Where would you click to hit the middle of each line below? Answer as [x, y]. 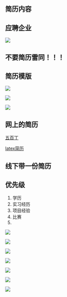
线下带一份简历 [28, 166]
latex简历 [14, 148]
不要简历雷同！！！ [35, 57]
